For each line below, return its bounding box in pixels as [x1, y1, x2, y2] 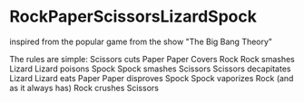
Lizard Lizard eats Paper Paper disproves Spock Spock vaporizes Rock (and [9, 72, 294, 83]
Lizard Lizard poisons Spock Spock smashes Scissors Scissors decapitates [9, 63, 291, 74]
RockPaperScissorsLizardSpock [9, 6, 257, 27]
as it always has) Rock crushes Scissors [9, 82, 159, 93]
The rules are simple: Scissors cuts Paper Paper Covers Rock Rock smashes [9, 53, 295, 64]
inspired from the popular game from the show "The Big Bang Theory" [9, 36, 273, 47]
